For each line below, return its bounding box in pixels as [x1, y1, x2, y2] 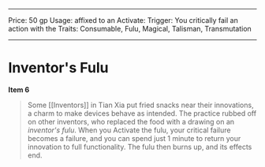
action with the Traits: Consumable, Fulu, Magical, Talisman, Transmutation [8, 24, 252, 33]
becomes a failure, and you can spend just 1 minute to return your [27, 133, 241, 143]
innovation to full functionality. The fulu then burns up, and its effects [27, 142, 252, 151]
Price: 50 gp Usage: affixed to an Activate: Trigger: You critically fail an [8, 16, 238, 24]
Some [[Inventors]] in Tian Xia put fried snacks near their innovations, [27, 100, 254, 109]
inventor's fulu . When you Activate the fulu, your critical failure [27, 125, 231, 135]
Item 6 [8, 84, 30, 95]
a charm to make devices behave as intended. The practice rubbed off [27, 108, 257, 118]
